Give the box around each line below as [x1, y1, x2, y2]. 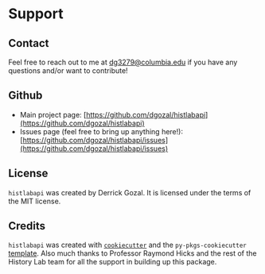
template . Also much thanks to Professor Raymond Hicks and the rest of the [8, 249, 257, 258]
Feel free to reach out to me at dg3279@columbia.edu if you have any [8, 57, 238, 67]
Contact [8, 37, 49, 50]
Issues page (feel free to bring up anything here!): [19, 126, 183, 136]
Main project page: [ [19, 110, 87, 119]
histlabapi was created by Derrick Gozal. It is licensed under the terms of [8, 187, 251, 197]
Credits [8, 219, 46, 233]
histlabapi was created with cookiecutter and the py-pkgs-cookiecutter [8, 240, 247, 250]
